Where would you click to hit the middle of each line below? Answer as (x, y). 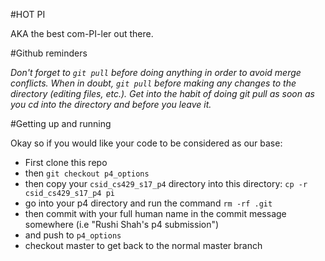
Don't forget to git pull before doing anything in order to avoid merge (156, 72)
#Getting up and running (61, 123)
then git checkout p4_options (87, 173)
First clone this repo (66, 162)
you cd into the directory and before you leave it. (111, 104)
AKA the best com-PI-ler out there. (82, 33)
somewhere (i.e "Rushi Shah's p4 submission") (122, 224)
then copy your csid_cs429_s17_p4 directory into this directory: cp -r (166, 183)
